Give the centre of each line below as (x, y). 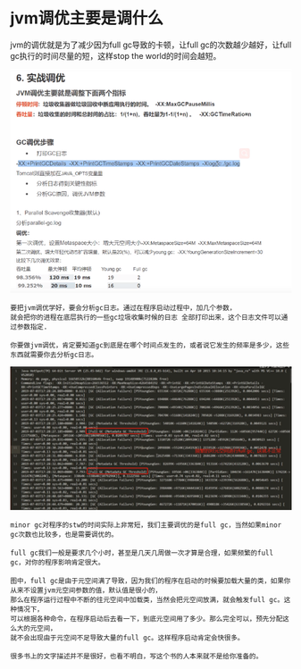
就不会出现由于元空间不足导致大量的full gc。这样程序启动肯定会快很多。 (127, 638)
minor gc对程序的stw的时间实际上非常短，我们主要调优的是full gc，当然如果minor (146, 525)
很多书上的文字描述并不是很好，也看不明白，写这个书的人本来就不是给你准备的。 (136, 656)
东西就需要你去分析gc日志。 (54, 355)
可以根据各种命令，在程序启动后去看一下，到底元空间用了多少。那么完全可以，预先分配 (146, 619)
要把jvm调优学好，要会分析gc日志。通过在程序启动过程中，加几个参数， (123, 308)
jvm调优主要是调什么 (87, 18)
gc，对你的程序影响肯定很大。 (58, 562)
